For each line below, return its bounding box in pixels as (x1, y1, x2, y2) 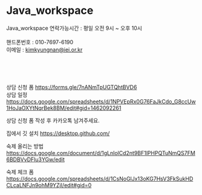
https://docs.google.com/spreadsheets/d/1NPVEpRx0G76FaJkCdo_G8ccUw (6, 97, 196, 105)
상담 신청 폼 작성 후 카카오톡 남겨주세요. (6, 116, 100, 124)
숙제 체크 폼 (6, 168, 34, 176)
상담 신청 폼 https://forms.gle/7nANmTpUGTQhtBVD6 (6, 83, 137, 91)
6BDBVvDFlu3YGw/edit (6, 156, 65, 163)
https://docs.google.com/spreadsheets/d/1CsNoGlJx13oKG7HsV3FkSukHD (6, 175, 194, 182)
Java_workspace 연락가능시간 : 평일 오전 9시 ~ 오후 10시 (6, 24, 142, 31)
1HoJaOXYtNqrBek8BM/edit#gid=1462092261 (6, 104, 122, 111)
